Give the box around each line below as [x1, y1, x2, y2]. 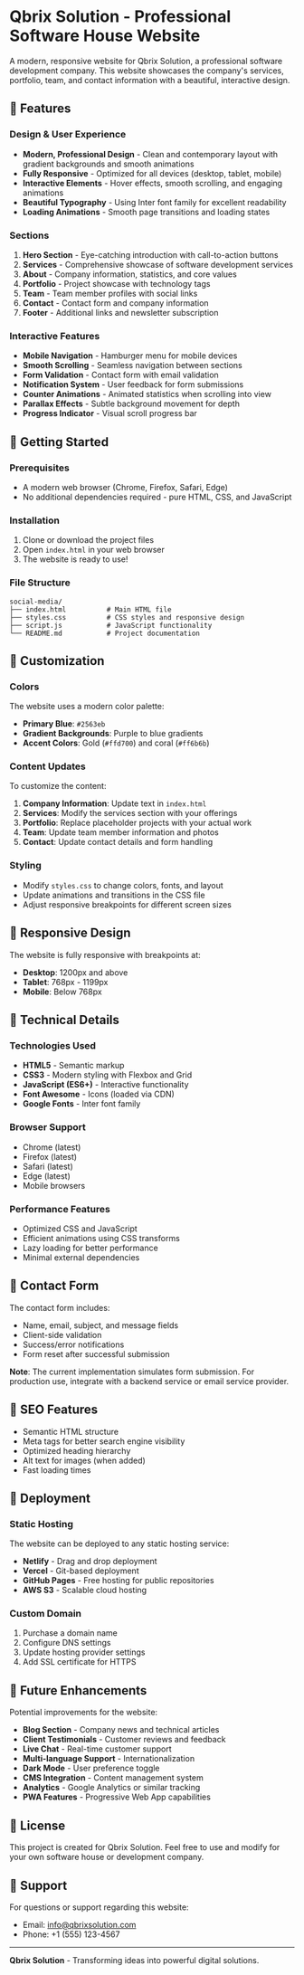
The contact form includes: [9, 1302, 110, 1313]
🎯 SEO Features [9, 1402, 99, 1418]
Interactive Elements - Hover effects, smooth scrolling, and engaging [22, 177, 283, 188]
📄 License [9, 1818, 66, 1833]
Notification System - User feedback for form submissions [22, 379, 244, 390]
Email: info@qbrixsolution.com [22, 1919, 137, 1930]
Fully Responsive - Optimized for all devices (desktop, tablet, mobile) [22, 167, 282, 178]
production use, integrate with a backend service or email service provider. [9, 1375, 290, 1386]
